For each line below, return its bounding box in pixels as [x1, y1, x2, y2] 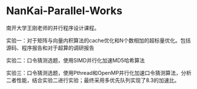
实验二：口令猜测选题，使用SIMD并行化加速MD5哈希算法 [6, 57, 145, 64]
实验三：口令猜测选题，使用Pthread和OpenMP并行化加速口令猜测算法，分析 [6, 69, 192, 76]
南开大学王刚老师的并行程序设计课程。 [6, 24, 99, 31]
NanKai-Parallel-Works [6, 4, 122, 18]
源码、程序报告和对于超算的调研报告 [6, 44, 95, 51]
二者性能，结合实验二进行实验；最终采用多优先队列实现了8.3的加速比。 [6, 77, 180, 84]
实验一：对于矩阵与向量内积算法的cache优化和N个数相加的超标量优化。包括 [6, 37, 191, 44]
